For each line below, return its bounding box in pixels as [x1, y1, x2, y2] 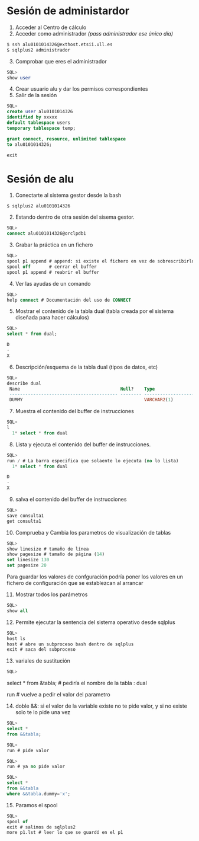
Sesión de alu [6, 172, 74, 186]
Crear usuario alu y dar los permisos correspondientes [15, 85, 148, 92]
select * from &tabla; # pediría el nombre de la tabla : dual [6, 680, 147, 687]
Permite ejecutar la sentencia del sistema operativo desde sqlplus [15, 618, 176, 626]
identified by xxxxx [6, 114, 58, 120]
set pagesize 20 [6, 562, 47, 568]
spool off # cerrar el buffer [6, 264, 97, 270]
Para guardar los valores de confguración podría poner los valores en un [6, 573, 184, 580]
